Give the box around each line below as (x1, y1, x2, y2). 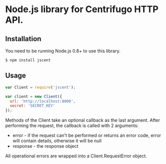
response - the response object (12, 143, 78, 149)
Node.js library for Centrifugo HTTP (5, 4, 158, 15)
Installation (5, 34, 41, 43)
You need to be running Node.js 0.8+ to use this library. (5, 48, 120, 54)
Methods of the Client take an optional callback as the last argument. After (5, 117, 160, 124)
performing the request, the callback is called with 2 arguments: (5, 122, 139, 129)
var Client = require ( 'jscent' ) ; (5, 85, 76, 90)
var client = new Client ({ (5, 94, 62, 99)
